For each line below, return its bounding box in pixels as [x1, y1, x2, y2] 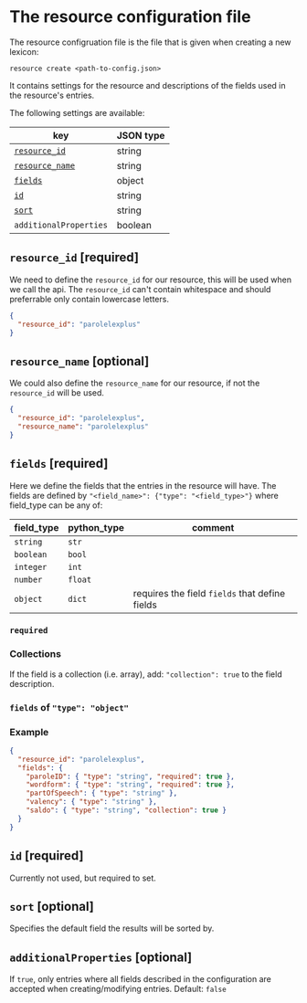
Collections [9, 648, 62, 660]
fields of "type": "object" [9, 701, 130, 713]
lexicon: [9, 46, 39, 57]
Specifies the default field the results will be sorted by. [9, 923, 215, 934]
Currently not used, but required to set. [9, 872, 157, 883]
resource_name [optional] [9, 354, 150, 369]
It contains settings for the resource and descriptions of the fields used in [9, 79, 286, 90]
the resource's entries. [9, 90, 95, 100]
